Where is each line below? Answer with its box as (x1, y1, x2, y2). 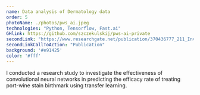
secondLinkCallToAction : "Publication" (6, 42, 105, 48)
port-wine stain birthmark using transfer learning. (6, 81, 127, 89)
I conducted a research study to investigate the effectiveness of (6, 69, 163, 76)
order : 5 (6, 14, 28, 20)
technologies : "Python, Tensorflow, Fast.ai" (6, 25, 121, 31)
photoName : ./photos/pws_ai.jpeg (6, 20, 89, 26)
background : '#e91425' (6, 47, 62, 53)
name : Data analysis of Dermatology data (6, 8, 111, 15)
